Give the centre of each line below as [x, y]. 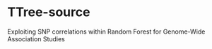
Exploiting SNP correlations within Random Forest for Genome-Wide [106, 31]
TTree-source [49, 12]
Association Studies [36, 38]
